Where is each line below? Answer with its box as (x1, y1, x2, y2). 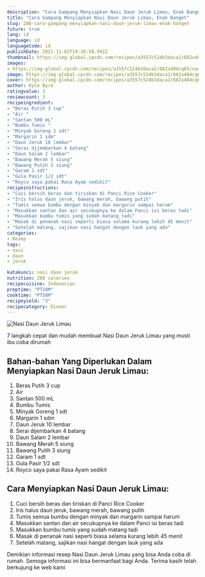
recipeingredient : (7, 99, 54, 106)
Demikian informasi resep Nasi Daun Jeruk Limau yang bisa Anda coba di (7, 550, 191, 558)
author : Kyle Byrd (7, 83, 54, 89)
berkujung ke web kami (7, 564, 66, 571)
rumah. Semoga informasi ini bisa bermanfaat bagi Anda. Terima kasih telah (7, 557, 196, 564)
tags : (7, 242, 21, 248)
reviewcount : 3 (7, 94, 46, 100)
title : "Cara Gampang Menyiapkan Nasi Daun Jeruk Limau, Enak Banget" (7, 15, 190, 21)
